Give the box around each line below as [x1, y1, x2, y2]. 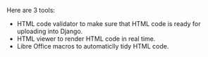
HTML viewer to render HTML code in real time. [16, 34, 156, 43]
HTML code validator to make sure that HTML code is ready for [16, 20, 201, 27]
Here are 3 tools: [6, 6, 56, 14]
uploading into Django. [16, 27, 83, 35]
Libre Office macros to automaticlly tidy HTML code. [16, 42, 169, 50]
